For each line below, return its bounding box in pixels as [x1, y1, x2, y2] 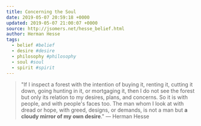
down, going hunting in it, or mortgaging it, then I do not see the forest [20, 88, 195, 95]
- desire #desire [11, 48, 55, 54]
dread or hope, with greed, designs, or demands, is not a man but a [20, 106, 188, 114]
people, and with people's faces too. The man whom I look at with [20, 100, 184, 107]
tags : [6, 37, 20, 43]
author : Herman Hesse [6, 31, 61, 37]
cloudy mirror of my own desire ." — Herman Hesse [20, 113, 149, 120]
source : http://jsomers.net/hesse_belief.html [6, 25, 125, 32]
